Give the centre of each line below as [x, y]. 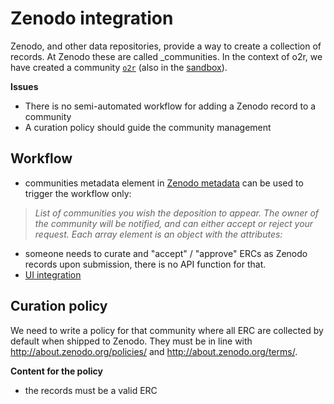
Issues [24, 86]
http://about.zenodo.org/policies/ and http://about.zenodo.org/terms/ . [154, 351]
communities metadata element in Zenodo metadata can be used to [164, 183]
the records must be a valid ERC [91, 390]
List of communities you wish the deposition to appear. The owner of [177, 213]
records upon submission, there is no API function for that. [145, 264]
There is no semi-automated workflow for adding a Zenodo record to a [170, 106]
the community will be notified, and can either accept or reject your [174, 223]
